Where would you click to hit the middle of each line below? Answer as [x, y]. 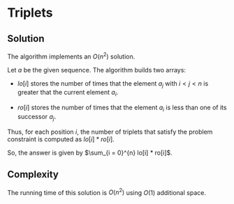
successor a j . [37, 118]
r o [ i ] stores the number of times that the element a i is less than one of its [122, 108]
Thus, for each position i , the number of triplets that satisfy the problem [110, 132]
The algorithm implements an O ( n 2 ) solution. [71, 56]
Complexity [33, 174]
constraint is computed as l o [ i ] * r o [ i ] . [61, 139]
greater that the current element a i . [68, 93]
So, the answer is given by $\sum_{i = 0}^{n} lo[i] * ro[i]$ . [90, 152]
